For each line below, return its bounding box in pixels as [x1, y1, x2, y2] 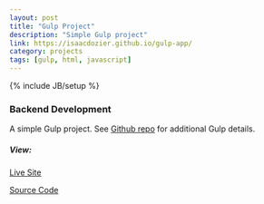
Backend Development [9, 102, 112, 115]
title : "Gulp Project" [9, 22, 95, 31]
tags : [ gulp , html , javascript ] [9, 55, 132, 64]
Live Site [9, 167, 42, 178]
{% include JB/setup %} [9, 81, 100, 91]
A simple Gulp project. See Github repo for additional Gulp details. [9, 123, 256, 134]
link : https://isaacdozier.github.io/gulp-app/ [9, 38, 193, 48]
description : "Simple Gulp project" [9, 30, 148, 39]
